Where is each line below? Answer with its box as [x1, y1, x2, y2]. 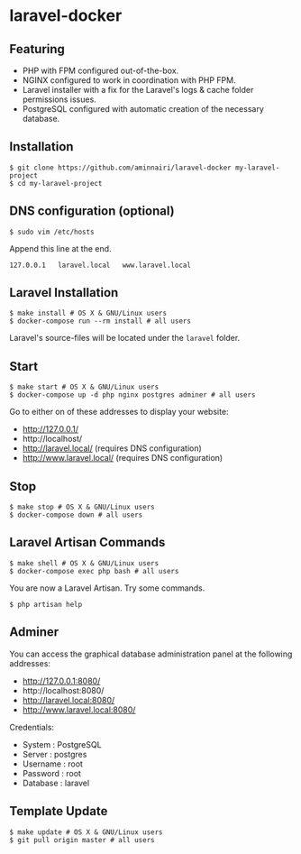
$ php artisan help [9, 600, 83, 609]
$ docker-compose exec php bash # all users [9, 566, 179, 575]
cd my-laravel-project [17, 179, 103, 188]
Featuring [9, 41, 66, 57]
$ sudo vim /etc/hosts [9, 227, 95, 236]
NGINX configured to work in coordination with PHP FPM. [22, 75, 236, 86]
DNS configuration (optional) [9, 204, 175, 219]
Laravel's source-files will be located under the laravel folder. [9, 333, 241, 344]
